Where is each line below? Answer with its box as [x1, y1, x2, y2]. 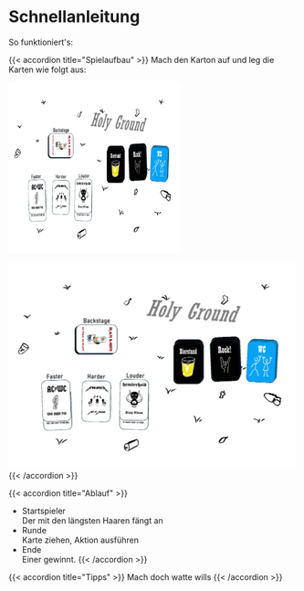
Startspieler [21, 505, 66, 516]
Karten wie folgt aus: [8, 64, 87, 75]
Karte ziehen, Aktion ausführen [21, 534, 139, 545]
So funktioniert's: [8, 37, 74, 47]
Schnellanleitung [8, 6, 141, 27]
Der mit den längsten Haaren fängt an [21, 514, 163, 526]
